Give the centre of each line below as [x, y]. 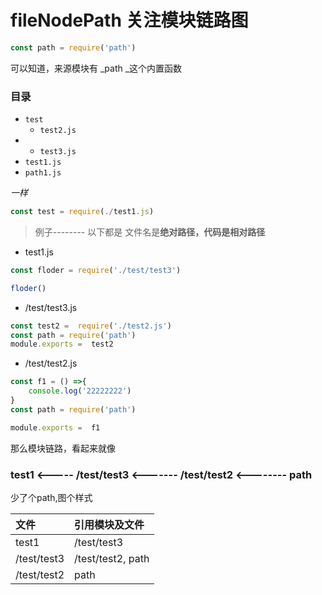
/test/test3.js [51, 307]
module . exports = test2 [62, 344]
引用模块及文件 [109, 525]
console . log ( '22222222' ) [80, 391]
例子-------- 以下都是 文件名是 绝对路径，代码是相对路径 [150, 232]
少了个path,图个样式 [51, 498]
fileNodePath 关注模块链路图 [129, 20]
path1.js [43, 173]
